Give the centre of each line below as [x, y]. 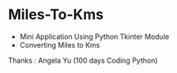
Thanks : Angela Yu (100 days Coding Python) [83, 60]
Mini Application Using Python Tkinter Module [94, 36]
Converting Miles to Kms [60, 44]
